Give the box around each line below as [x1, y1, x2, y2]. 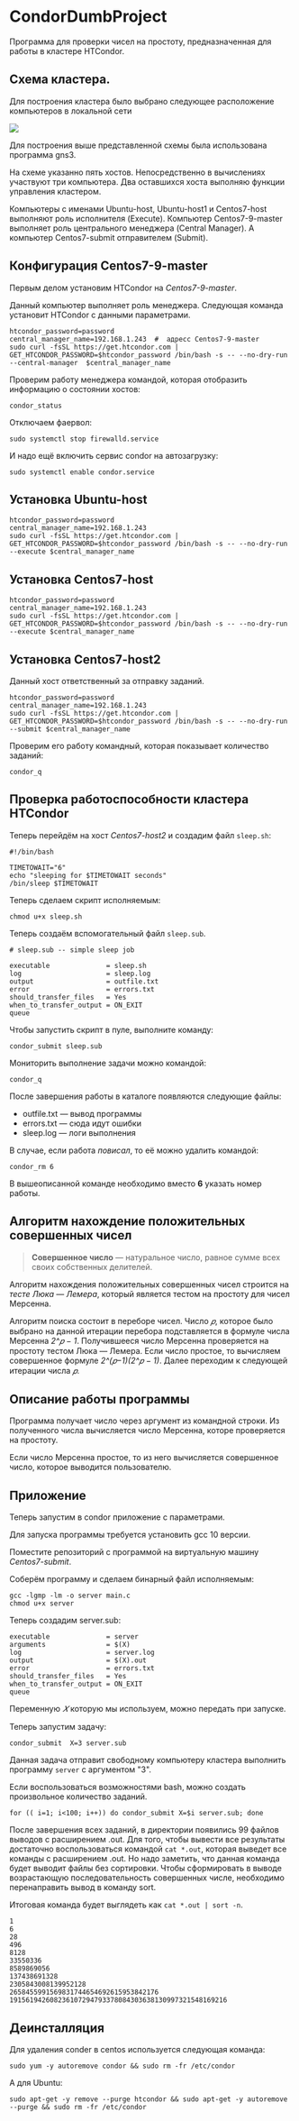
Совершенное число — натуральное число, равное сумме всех [31, 1251, 281, 1263]
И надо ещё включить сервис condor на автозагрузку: [9, 450, 219, 461]
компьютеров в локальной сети [9, 105, 132, 116]
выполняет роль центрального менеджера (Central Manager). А [9, 223, 255, 233]
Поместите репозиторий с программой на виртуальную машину [9, 1547, 259, 1558]
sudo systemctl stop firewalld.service [9, 434, 159, 443]
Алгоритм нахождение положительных [9, 1214, 246, 1230]
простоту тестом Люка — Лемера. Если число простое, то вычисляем [9, 1345, 281, 1356]
